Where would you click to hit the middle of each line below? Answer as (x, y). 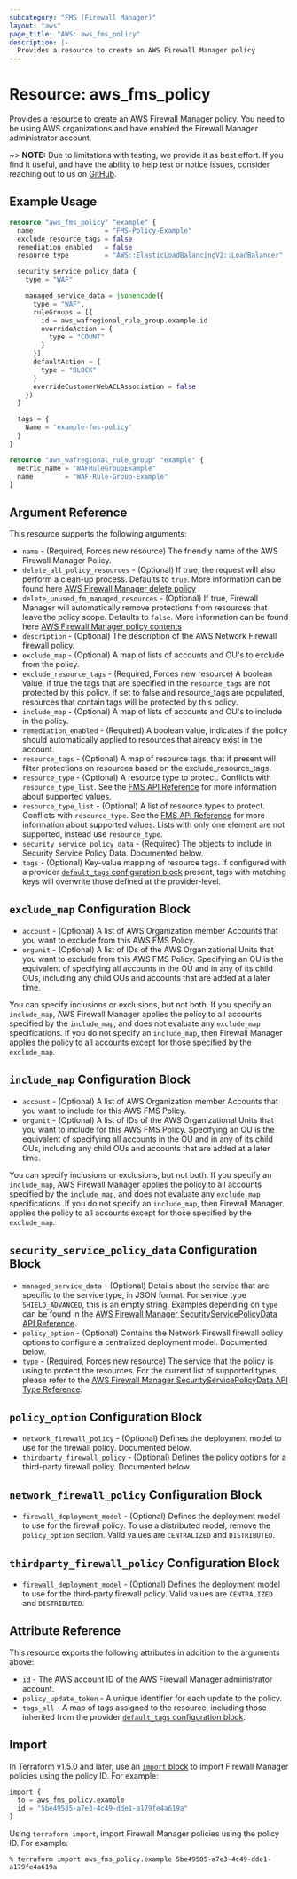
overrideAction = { (77, 329)
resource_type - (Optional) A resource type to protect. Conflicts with (147, 777)
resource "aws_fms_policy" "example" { (83, 222)
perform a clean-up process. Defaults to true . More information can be (152, 579)
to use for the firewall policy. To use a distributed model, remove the (146, 1525)
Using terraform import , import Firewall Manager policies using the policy (145, 1834)
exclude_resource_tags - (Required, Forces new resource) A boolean (147, 674)
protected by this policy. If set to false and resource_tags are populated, (153, 693)
